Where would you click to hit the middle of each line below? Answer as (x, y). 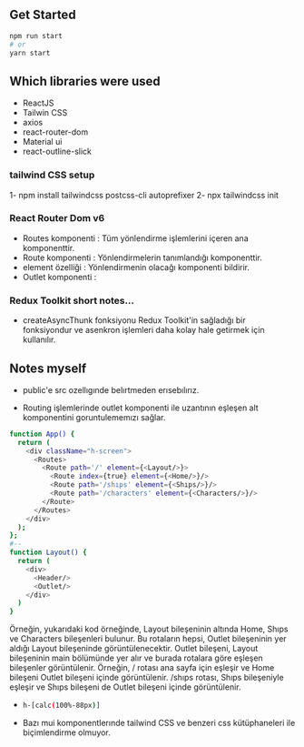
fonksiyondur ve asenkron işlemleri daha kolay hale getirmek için (143, 330)
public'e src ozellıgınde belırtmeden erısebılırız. (111, 389)
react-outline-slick (57, 151)
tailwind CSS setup (52, 175)
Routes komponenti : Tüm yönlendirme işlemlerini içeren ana (135, 238)
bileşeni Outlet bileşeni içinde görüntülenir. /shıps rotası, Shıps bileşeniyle (147, 678)
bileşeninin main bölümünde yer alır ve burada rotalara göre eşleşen (136, 658)
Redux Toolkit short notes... (72, 300)
